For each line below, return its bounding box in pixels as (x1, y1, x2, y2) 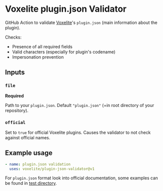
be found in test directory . (5, 180, 57, 186)
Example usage (5, 149, 53, 157)
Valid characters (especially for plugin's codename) (12, 49, 116, 55)
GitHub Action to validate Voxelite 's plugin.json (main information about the (5, 20, 158, 25)
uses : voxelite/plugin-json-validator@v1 (9, 166, 95, 171)
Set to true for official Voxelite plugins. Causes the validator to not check (5, 129, 151, 135)
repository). (5, 107, 29, 113)
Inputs (5, 68, 25, 77)
